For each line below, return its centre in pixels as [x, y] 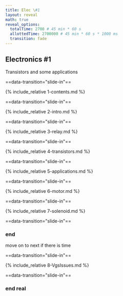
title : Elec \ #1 [23, 10]
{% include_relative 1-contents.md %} [45, 92]
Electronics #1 [28, 60]
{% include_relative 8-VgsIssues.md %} [47, 265]
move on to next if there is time [38, 245]
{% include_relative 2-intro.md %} [41, 111]
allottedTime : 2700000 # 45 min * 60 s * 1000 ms [64, 34]
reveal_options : [23, 24]
